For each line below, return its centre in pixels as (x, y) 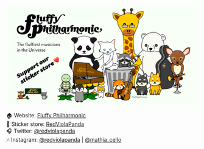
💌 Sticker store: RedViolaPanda (45, 124)
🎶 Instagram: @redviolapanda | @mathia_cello (64, 140)
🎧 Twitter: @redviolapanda (41, 131)
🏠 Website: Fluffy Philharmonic (46, 116)
